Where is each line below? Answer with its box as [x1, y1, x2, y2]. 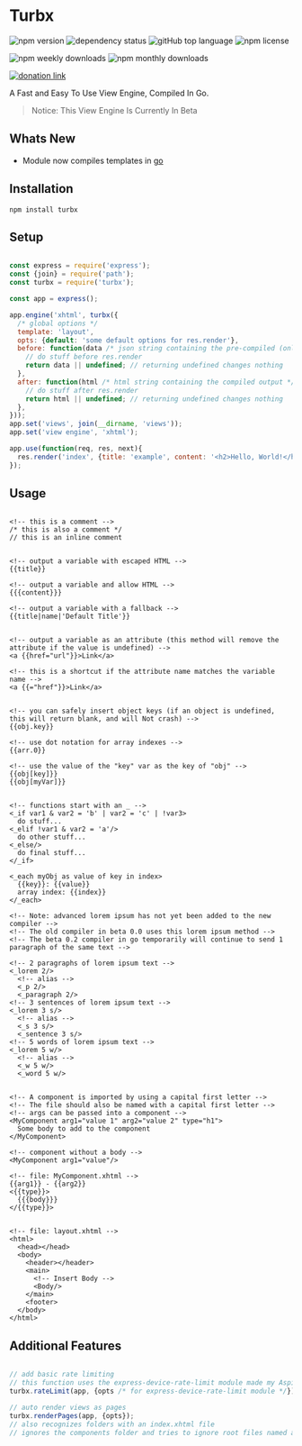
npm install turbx [9, 205, 78, 214]
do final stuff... [17, 849, 87, 858]
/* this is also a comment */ [9, 525, 123, 534]
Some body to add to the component [17, 1124, 151, 1133]
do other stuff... [17, 832, 87, 842]
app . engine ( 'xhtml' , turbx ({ [9, 310, 119, 320]
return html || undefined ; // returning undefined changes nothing [25, 394, 283, 404]
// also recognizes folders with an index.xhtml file [9, 1420, 216, 1429]
